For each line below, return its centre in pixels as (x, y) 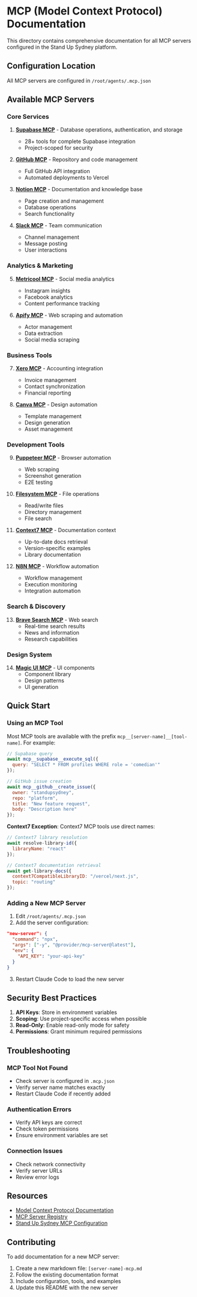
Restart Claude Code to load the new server (70, 979)
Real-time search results (55, 626)
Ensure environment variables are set (62, 1135)
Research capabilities (51, 639)
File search (38, 518)
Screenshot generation (53, 476)
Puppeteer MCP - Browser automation (63, 458)
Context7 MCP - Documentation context (66, 530)
